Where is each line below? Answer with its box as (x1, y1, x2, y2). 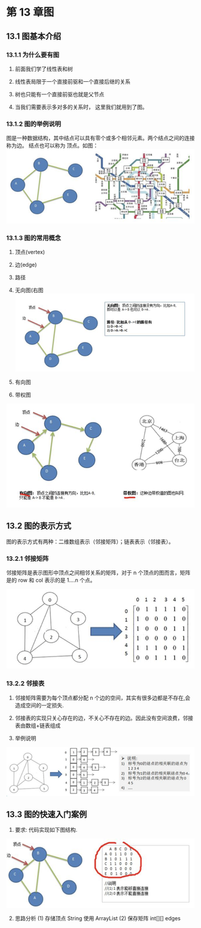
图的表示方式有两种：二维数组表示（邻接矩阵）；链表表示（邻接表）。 (6, 538, 174, 545)
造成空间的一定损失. (14, 701, 64, 709)
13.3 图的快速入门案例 (6, 809, 87, 819)
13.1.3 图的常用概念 (6, 234, 61, 242)
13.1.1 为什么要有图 (6, 50, 60, 59)
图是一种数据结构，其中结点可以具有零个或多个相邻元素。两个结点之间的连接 (6, 135, 195, 142)
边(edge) (14, 261, 37, 268)
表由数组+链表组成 (14, 722, 61, 729)
